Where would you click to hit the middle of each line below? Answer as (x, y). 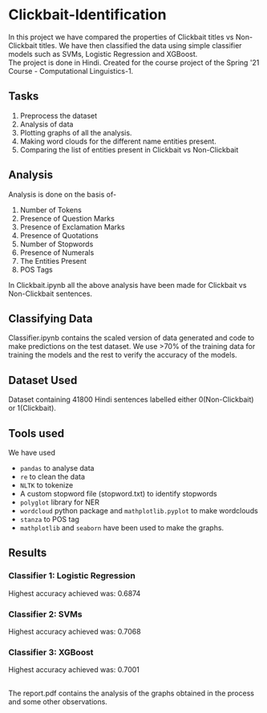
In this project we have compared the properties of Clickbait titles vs (121, 37)
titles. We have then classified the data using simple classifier (140, 45)
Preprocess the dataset (59, 115)
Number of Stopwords (57, 244)
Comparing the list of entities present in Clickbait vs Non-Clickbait (129, 149)
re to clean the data (53, 476)
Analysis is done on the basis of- (63, 194)
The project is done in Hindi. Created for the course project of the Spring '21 (134, 63)
